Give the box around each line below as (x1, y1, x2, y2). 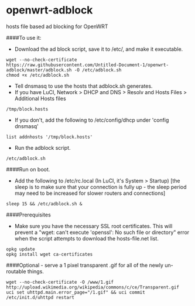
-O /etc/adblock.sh (74, 67, 122, 73)
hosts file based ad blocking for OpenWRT (6, 23, 108, 30)
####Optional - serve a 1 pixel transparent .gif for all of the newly (6, 262, 164, 269)
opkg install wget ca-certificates (6, 251, 93, 257)
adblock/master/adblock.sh (6, 67, 72, 73)
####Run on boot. (6, 166, 50, 173)
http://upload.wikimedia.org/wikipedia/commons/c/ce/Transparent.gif (6, 284, 180, 290)
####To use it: (6, 34, 42, 41)
